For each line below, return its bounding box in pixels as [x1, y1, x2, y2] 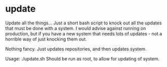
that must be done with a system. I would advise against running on [5, 25, 146, 31]
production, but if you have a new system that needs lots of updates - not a [5, 30, 162, 37]
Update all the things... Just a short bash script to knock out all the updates [5, 20, 162, 26]
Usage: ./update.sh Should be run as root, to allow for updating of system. [5, 55, 160, 61]
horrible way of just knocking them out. [5, 36, 87, 42]
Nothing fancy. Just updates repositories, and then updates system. [5, 46, 147, 52]
